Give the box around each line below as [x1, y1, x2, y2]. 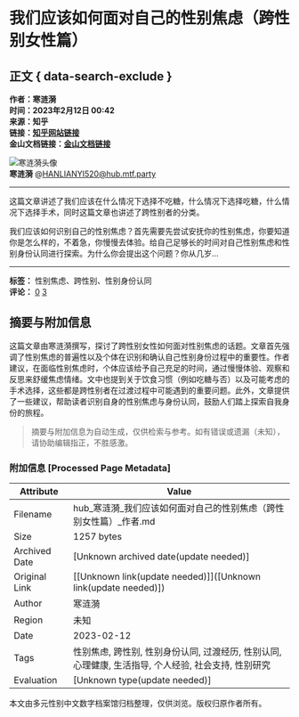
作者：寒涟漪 [9, 94, 56, 104]
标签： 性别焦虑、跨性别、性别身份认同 [9, 275, 152, 286]
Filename [13, 509, 53, 521]
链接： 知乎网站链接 [9, 127, 80, 138]
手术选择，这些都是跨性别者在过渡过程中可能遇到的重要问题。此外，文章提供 [9, 385, 290, 395]
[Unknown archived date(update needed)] [72, 550, 250, 563]
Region [13, 614, 44, 626]
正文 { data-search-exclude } [9, 69, 173, 84]
